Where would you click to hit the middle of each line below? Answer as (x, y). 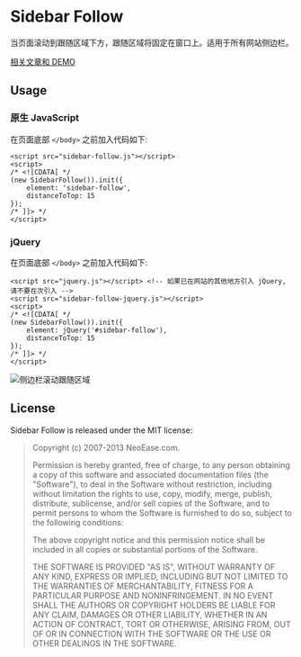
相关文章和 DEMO (43, 61)
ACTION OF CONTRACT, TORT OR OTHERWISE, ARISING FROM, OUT (161, 624)
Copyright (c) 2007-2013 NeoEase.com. (106, 447)
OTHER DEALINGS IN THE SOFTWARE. (104, 643)
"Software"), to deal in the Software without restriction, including (152, 484)
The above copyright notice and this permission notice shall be (149, 540)
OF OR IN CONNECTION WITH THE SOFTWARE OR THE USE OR (151, 634)
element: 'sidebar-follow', (79, 188)
